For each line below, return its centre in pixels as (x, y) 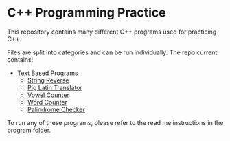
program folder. (29, 130)
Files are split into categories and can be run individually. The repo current (112, 52)
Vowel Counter (48, 95)
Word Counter (47, 102)
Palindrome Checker (56, 109)
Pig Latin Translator (55, 87)
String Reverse (48, 80)
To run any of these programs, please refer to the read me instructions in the (115, 122)
